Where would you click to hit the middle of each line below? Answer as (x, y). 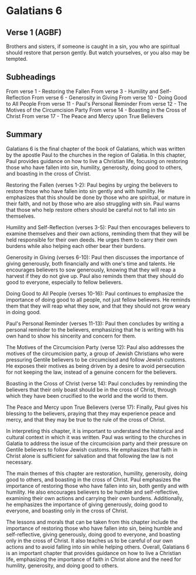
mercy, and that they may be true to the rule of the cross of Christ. (86, 419)
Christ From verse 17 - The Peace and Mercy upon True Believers (85, 116)
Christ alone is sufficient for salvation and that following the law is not (90, 456)
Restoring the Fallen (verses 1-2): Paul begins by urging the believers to (92, 185)
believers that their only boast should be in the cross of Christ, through (91, 390)
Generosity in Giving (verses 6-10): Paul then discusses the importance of (95, 257)
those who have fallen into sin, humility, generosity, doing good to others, (94, 167)
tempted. (17, 59)
